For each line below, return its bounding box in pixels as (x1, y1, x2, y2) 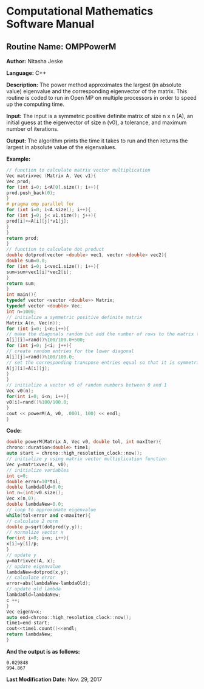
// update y (6, 552, 36, 558)
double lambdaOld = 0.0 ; (6, 484, 64, 491)
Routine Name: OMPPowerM (6, 41, 117, 52)
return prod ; (6, 235, 39, 241)
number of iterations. (6, 125, 59, 132)
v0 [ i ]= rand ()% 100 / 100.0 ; (6, 399, 69, 405)
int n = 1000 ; (6, 309, 36, 315)
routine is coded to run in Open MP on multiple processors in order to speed (6, 94, 197, 101)
